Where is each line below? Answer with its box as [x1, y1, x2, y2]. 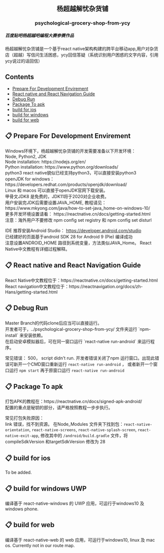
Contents [5, 73, 34, 81]
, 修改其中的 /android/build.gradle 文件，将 [38, 433, 128, 438]
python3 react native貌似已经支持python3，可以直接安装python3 [5, 170, 137, 175]
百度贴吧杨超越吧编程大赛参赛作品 [5, 32, 74, 38]
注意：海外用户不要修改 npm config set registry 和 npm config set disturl [5, 217, 152, 223]
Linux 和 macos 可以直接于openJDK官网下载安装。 [5, 187, 108, 193]
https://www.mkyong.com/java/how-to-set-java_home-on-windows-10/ [5, 205, 150, 211]
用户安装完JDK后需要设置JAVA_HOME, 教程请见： [5, 200, 107, 205]
